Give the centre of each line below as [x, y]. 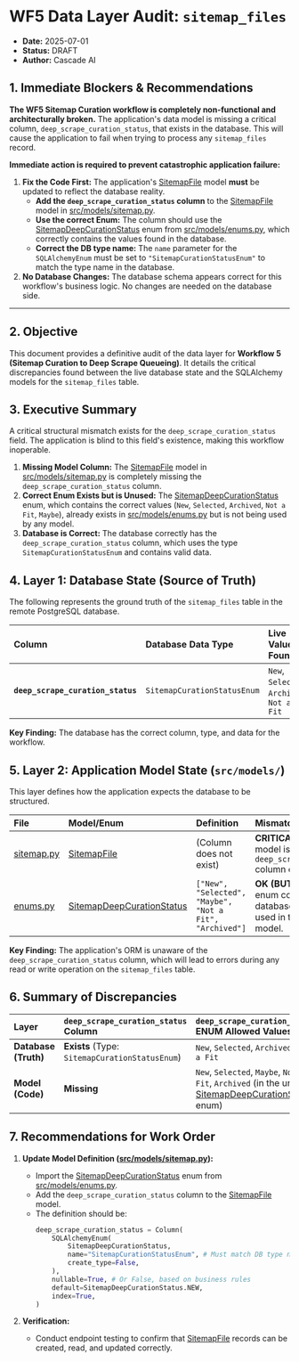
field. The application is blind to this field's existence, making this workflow [147, 440]
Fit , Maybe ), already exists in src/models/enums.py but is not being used [154, 515]
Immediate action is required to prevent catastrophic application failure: [145, 164]
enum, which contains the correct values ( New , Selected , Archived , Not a [154, 505]
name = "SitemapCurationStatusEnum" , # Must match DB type [175, 1255]
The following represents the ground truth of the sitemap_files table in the [146, 602]
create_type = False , [103, 1263]
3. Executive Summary [73, 409]
